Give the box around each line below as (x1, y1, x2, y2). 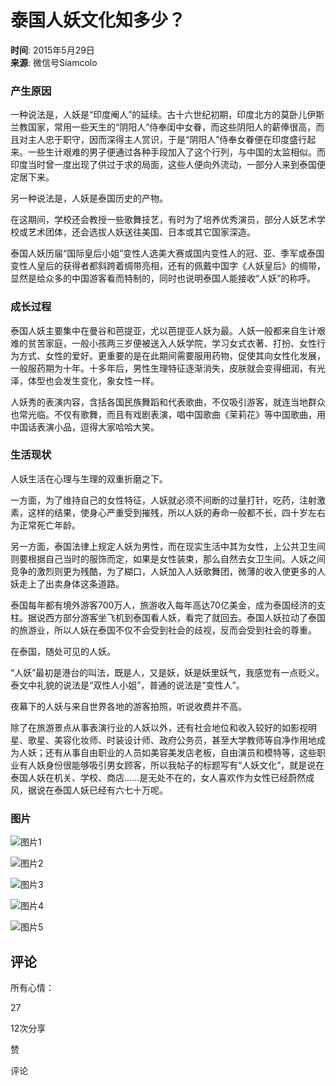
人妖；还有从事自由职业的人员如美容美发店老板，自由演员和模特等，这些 (18, 746, 317, 758)
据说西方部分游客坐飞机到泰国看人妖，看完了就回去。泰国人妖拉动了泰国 (27, 611, 326, 623)
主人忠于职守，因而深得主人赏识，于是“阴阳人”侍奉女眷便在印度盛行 (27, 134, 308, 146)
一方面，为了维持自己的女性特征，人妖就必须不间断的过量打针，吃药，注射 (10, 494, 317, 506)
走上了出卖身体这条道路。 (18, 577, 125, 590)
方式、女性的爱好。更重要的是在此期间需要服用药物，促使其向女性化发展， (18, 349, 326, 361)
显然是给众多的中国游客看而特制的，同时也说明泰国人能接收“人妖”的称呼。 (10, 272, 317, 285)
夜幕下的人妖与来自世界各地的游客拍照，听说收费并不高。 (10, 700, 247, 712)
